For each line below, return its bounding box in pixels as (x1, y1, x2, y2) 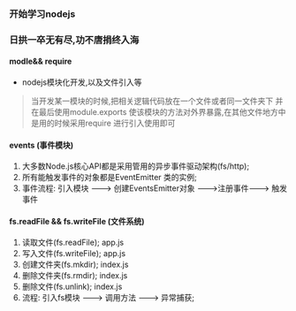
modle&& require (9, 56, 72, 67)
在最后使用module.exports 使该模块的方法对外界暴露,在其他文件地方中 (30, 107, 286, 118)
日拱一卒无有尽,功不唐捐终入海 (9, 34, 140, 46)
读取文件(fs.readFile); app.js (21, 237, 125, 248)
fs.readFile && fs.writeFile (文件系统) (9, 216, 145, 226)
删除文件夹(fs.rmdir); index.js (21, 270, 128, 281)
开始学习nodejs (9, 7, 76, 19)
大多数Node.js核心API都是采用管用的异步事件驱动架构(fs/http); (21, 161, 250, 171)
